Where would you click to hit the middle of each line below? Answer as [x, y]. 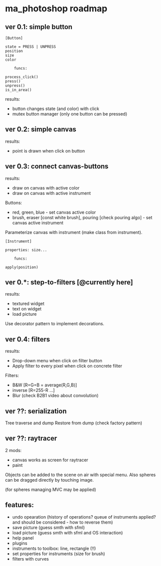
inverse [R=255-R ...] [33, 390]
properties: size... [26, 250]
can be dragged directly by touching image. [49, 480]
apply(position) [22, 267]
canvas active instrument [38, 223]
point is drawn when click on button [48, 151]
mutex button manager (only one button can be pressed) [70, 114]
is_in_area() [18, 90]
